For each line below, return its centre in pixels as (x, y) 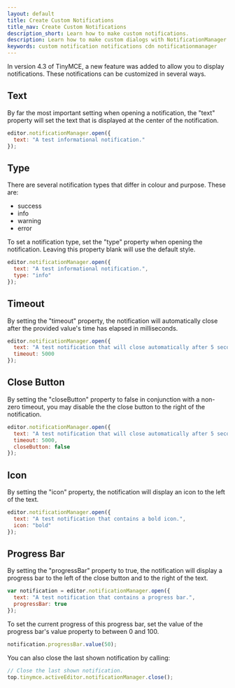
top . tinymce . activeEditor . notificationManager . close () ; (90, 677)
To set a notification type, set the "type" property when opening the (105, 242)
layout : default (31, 14)
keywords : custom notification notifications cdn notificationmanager (112, 46)
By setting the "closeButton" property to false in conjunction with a (104, 399)
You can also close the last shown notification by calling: (89, 658)
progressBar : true (41, 604)
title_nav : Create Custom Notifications (67, 27)
